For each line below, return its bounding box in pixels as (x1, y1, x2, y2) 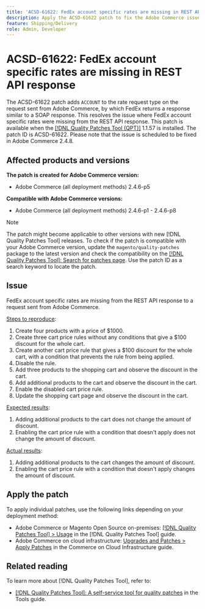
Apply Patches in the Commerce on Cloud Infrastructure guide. (15, 543, 174, 550)
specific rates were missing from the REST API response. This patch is (6, 118, 183, 125)
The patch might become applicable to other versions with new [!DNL (6, 230, 181, 238)
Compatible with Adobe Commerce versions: (6, 195, 123, 202)
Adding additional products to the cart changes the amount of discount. (15, 459, 195, 466)
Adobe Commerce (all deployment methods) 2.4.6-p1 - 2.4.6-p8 (15, 207, 177, 214)
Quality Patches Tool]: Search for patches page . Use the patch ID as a (6, 257, 182, 263)
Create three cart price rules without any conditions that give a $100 (15, 334, 187, 341)
